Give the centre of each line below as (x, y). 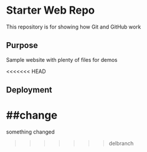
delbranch (121, 144)
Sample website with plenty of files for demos (62, 59)
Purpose (22, 45)
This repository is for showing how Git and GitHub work (73, 27)
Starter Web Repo (50, 10)
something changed (30, 132)
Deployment (29, 90)
